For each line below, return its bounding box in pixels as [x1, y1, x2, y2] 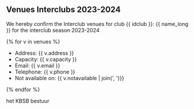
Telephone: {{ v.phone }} [14, 68, 75, 75]
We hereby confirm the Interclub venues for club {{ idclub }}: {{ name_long [6, 20, 189, 27]
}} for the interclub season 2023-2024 [6, 27, 100, 34]
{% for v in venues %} [6, 38, 61, 45]
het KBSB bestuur [6, 97, 50, 104]
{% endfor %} [6, 85, 40, 93]
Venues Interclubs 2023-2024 [6, 5, 121, 15]
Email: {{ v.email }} [14, 62, 61, 69]
